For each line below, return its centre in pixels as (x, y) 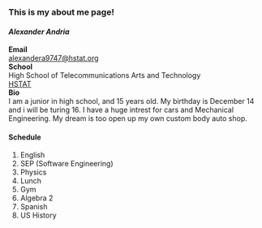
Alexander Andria (39, 32)
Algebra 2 (37, 198)
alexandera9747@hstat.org (54, 58)
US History (38, 215)
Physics (33, 172)
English (32, 155)
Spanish (34, 207)
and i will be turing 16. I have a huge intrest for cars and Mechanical (121, 110)
